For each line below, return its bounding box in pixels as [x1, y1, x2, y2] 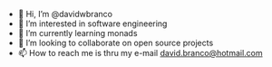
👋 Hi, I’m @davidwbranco [17, 9, 113, 19]
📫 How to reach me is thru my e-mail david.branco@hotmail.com [17, 48, 263, 58]
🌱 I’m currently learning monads [17, 28, 138, 38]
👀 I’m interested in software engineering [17, 18, 168, 29]
